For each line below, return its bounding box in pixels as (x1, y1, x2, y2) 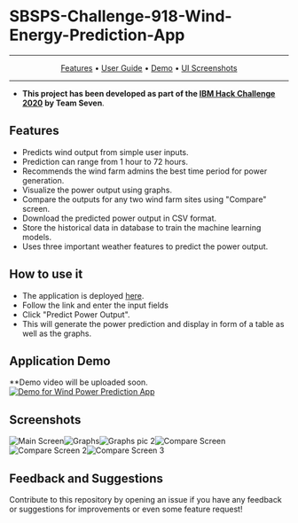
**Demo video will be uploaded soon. (9, 377, 148, 387)
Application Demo (9, 353, 111, 369)
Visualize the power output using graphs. (21, 184, 173, 195)
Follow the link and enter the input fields (21, 300, 169, 310)
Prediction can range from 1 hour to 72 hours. (21, 156, 189, 167)
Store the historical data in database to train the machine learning (21, 222, 262, 232)
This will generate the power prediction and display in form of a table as (21, 318, 285, 329)
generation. (21, 175, 65, 185)
